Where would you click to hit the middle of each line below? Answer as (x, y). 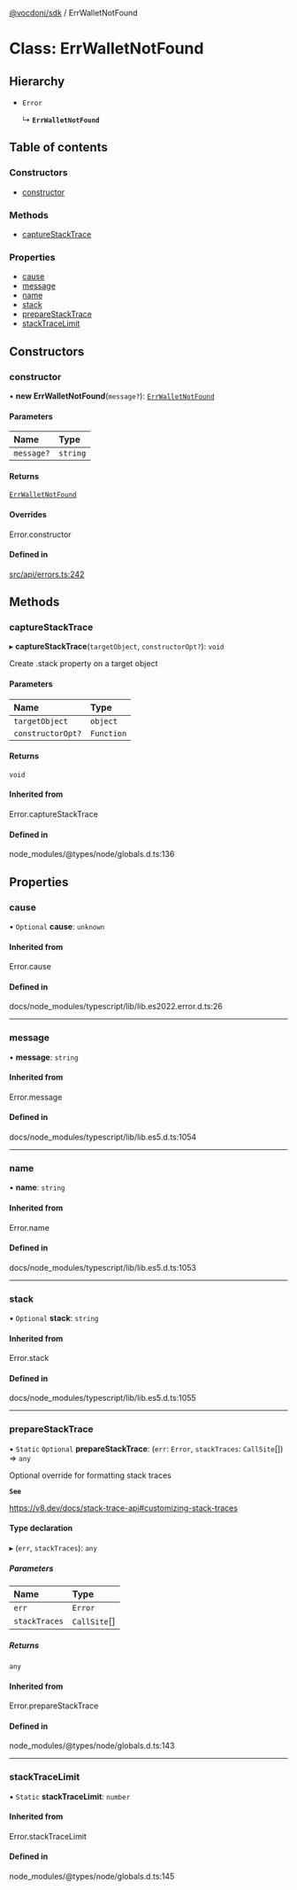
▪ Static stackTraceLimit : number (70, 1796)
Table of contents (58, 148)
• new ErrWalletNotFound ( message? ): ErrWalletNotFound (112, 396)
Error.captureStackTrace (54, 814)
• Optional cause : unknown (57, 926)
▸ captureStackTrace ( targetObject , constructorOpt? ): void (117, 647)
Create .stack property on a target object (84, 664)
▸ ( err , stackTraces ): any (53, 1548)
